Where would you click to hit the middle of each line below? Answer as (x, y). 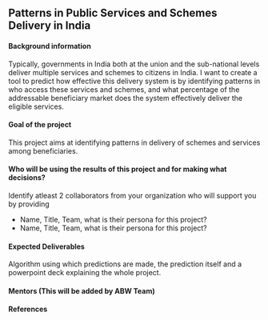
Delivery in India (50, 26)
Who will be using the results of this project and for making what (118, 169)
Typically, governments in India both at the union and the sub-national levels (134, 64)
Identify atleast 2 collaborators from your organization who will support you (132, 196)
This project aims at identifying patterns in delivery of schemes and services (134, 142)
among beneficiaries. (43, 150)
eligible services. (36, 106)
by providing (29, 204)
